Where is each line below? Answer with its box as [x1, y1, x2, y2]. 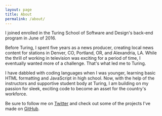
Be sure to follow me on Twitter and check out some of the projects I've [5, 101, 151, 107]
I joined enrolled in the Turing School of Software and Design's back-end [5, 30, 153, 36]
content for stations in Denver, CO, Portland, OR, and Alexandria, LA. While [5, 50, 157, 56]
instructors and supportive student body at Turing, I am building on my [5, 80, 149, 86]
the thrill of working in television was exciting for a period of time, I [5, 55, 141, 61]
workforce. [5, 91, 28, 97]
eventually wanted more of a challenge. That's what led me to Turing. [5, 60, 146, 67]
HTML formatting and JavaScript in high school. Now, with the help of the [5, 75, 155, 81]
